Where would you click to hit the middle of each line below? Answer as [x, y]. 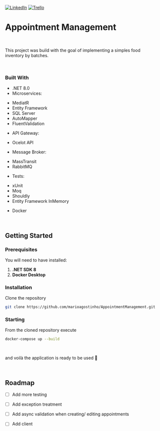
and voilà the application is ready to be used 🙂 [51, 358]
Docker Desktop [29, 275]
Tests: [18, 176]
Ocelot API [23, 143]
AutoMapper [25, 119]
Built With [17, 77]
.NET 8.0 [21, 88]
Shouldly [21, 196]
